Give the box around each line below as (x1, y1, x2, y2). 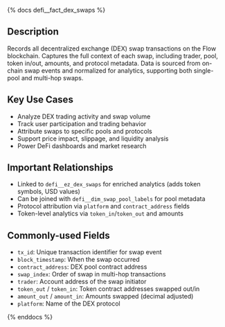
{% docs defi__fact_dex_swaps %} (7, 6, 106, 14)
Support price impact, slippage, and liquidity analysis (17, 134, 169, 143)
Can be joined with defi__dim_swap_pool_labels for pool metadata (17, 195, 206, 203)
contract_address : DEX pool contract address (17, 263, 147, 271)
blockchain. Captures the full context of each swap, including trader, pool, (7, 51, 218, 60)
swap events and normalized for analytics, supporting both (24, 66, 192, 75)
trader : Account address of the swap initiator (17, 277, 147, 286)
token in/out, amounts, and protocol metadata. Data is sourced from (7, 59, 201, 67)
